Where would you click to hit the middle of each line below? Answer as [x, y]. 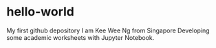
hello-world [41, 12]
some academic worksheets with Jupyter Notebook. [80, 37]
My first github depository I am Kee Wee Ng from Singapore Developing [108, 30]
